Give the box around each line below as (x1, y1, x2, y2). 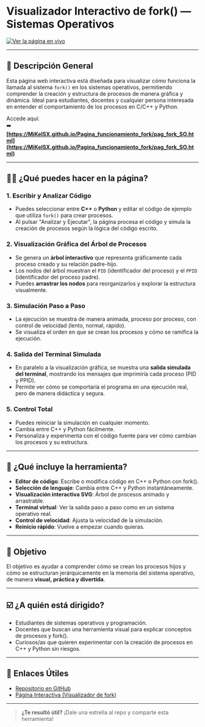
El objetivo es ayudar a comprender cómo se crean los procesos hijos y (6, 563, 186, 570)
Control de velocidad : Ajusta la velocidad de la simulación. (15, 517, 164, 524)
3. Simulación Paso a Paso (6, 301, 85, 310)
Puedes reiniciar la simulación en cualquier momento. (15, 419, 150, 426)
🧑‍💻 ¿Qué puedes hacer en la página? (6, 173, 148, 184)
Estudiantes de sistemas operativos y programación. (15, 619, 148, 626)
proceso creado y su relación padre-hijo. (15, 260, 118, 268)
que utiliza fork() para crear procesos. (15, 212, 113, 219)
